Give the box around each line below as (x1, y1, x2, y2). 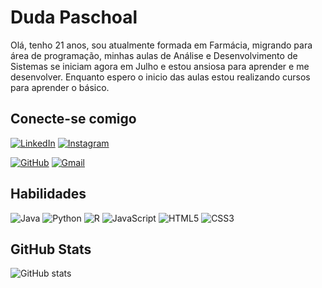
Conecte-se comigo (10, 111, 137, 128)
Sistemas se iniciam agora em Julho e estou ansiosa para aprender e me (10, 60, 310, 72)
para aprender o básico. (10, 81, 110, 93)
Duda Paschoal (10, 6, 138, 29)
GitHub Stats (10, 241, 92, 258)
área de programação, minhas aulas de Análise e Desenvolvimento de (10, 49, 298, 61)
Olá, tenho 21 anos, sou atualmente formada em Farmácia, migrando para (10, 39, 313, 51)
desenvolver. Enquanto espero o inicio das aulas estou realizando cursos (10, 71, 311, 83)
